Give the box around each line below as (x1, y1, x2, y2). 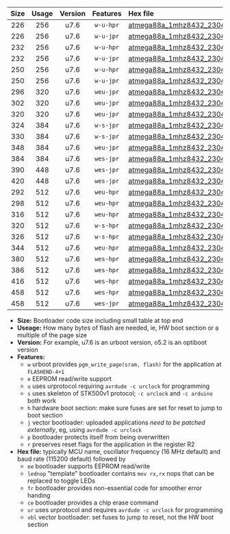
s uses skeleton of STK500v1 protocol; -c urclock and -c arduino (27, 389, 214, 397)
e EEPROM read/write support (27, 375, 112, 383)
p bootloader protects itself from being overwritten (27, 433, 170, 441)
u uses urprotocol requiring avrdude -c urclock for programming (27, 382, 210, 390)
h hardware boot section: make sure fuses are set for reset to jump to (27, 404, 222, 412)
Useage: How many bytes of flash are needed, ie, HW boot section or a (16, 324, 219, 332)
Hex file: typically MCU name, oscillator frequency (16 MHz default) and (16, 448, 221, 455)
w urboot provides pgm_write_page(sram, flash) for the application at (27, 360, 222, 368)
